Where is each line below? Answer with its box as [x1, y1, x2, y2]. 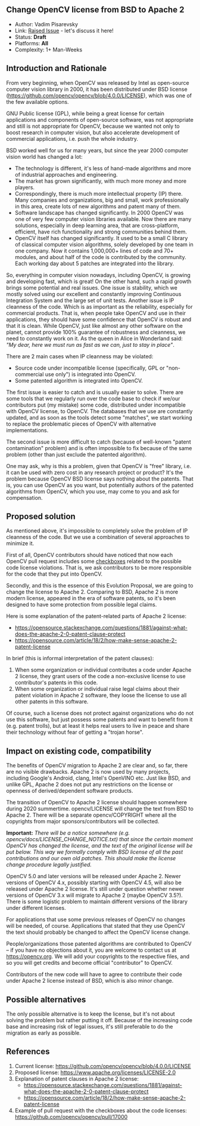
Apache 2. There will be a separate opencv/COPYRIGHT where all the [6, 811, 177, 819]
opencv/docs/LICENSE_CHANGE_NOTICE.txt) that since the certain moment [6, 836, 193, 843]
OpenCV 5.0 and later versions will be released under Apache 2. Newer [6, 873, 182, 880]
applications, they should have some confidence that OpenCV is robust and [6, 316, 192, 323]
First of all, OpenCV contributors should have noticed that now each [6, 552, 173, 559]
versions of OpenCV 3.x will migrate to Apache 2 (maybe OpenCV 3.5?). [6, 892, 183, 899]
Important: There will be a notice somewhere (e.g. [6, 829, 130, 836]
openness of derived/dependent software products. [6, 787, 133, 795]
